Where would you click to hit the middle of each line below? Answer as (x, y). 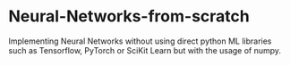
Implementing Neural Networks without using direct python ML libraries (140, 41)
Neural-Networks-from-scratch (129, 16)
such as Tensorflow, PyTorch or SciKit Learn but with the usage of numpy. (145, 50)
